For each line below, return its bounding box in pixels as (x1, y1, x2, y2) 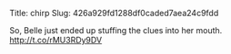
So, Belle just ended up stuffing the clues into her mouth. (9, 25, 223, 35)
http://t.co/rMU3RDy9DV (9, 35, 103, 45)
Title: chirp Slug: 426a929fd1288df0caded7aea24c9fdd (9, 8, 219, 18)
